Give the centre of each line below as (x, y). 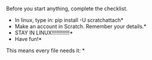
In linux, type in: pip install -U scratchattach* (69, 20)
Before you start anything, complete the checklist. (67, 9)
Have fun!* (28, 39)
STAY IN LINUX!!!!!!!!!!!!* (44, 33)
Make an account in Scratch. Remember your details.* (80, 26)
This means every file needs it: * (46, 50)
